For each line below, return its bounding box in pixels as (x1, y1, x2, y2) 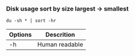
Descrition (45, 31, 75, 39)
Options (9, 31, 32, 39)
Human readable (37, 40, 83, 48)
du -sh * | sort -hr (6, 18, 57, 24)
